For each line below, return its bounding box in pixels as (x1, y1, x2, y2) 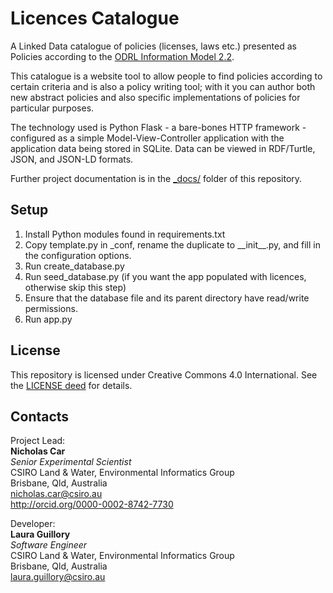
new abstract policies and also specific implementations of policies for (10, 91, 301, 103)
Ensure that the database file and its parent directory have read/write (24, 292, 310, 304)
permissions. (24, 302, 78, 314)
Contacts (10, 408, 70, 425)
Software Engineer (10, 539, 88, 551)
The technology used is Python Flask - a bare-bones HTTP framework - (10, 121, 307, 133)
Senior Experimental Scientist (10, 456, 132, 468)
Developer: (10, 518, 56, 530)
